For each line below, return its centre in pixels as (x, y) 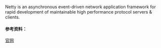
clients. (13, 17)
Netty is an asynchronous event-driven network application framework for (81, 7)
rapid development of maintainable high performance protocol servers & (79, 12)
